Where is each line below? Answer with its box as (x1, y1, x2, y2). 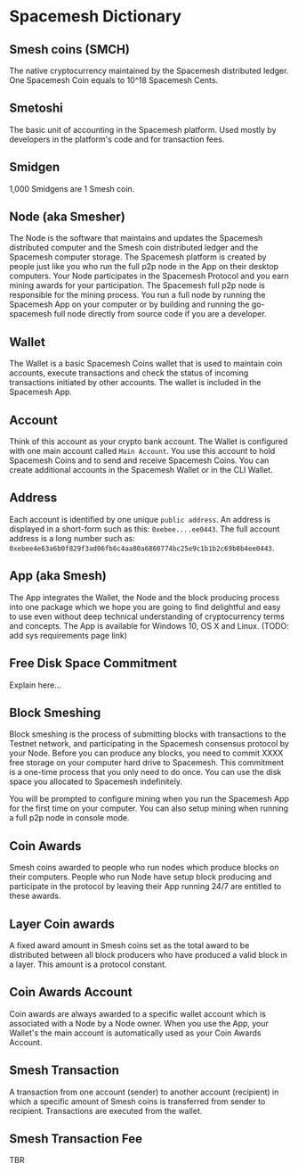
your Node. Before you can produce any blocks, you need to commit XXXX (9, 747, 284, 759)
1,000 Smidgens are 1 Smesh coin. (9, 183, 135, 194)
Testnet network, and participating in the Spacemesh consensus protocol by (9, 739, 289, 749)
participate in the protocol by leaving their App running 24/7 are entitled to (9, 881, 282, 892)
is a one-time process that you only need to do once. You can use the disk (9, 767, 282, 778)
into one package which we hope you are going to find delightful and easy (9, 601, 281, 612)
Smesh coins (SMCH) (9, 42, 131, 57)
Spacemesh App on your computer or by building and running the (9, 299, 250, 310)
